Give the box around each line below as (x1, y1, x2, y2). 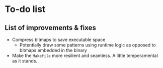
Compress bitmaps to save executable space (12, 36, 106, 42)
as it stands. (12, 58, 38, 63)
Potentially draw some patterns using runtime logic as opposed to (19, 42, 156, 48)
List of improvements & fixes (5, 23, 96, 32)
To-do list (5, 3, 46, 15)
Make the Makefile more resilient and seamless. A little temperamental (12, 52, 158, 58)
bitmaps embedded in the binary (19, 47, 88, 53)
